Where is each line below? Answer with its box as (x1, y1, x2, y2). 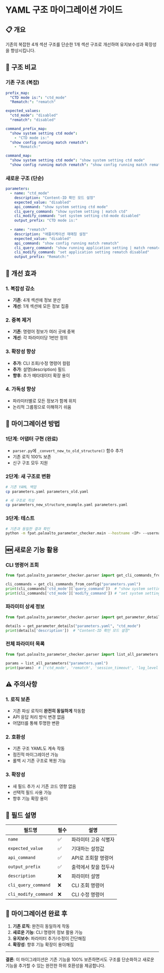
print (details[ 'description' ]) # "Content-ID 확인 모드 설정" (5, 628, 130, 633)
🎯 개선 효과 (5, 269, 37, 278)
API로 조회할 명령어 (71, 855, 113, 862)
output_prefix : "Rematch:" (14, 255, 69, 259)
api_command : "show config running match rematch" (14, 240, 119, 246)
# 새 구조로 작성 (5, 498, 35, 503)
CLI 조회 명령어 (71, 882, 105, 889)
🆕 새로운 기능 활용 (5, 545, 59, 554)
